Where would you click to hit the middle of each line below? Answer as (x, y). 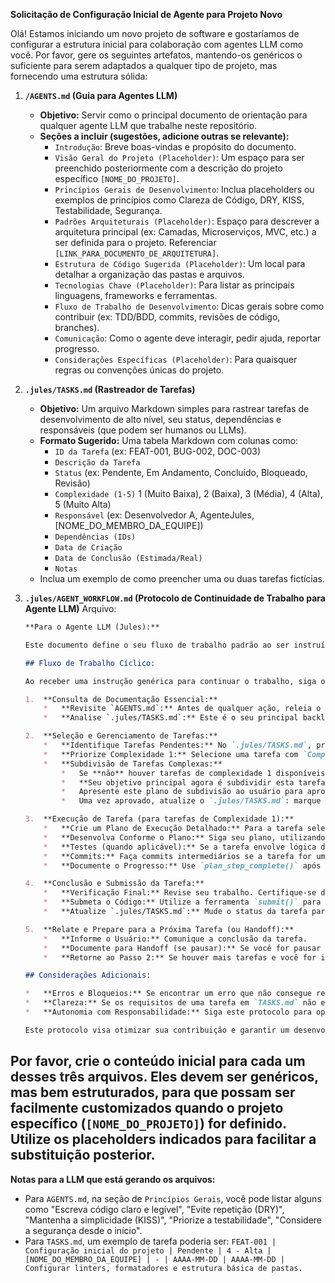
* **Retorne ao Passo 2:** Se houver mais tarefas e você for (180, 957)
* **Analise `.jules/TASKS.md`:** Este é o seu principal (171, 718)
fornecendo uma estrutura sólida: (79, 76)
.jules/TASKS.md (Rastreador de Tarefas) (110, 389)
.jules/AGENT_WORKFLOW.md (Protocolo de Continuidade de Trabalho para (175, 598)
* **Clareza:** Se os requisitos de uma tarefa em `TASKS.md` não (170, 1003)
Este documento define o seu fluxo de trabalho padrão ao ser (157, 645)
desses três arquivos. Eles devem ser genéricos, (164, 1077)
